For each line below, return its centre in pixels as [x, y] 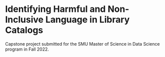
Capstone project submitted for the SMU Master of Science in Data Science [82, 44]
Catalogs [24, 30]
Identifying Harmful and [55, 9]
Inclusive [24, 20]
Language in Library [88, 20]
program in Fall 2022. [27, 49]
